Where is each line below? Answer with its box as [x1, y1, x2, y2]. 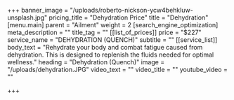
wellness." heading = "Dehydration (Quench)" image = [7, 58, 165, 66]
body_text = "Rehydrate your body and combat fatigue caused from [7, 43, 203, 51]
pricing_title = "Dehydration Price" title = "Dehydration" [48, 13, 209, 22]
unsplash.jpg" [7, 13, 48, 22]
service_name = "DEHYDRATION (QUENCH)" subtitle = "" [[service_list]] [7, 36, 218, 44]
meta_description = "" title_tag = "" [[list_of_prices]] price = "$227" [7, 28, 202, 36]
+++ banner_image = [7, 6, 69, 14]
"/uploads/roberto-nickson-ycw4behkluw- [70, 6, 193, 14]
